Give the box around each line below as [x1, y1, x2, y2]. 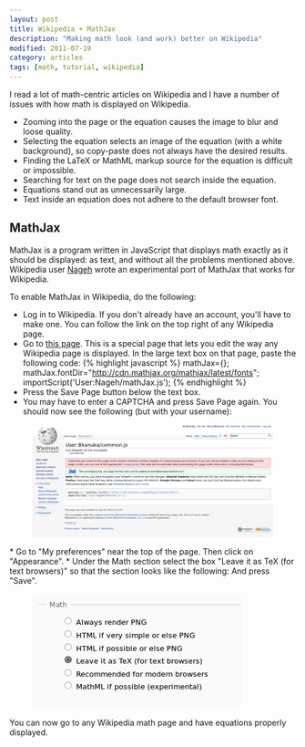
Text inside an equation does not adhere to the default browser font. [22, 194, 280, 204]
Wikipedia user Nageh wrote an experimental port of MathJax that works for [9, 264, 296, 275]
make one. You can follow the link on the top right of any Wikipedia [22, 318, 274, 329]
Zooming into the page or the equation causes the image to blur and [22, 117, 279, 127]
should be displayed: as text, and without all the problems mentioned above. [9, 254, 296, 265]
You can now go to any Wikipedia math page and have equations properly [9, 717, 287, 728]
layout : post [9, 15, 59, 24]
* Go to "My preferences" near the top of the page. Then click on [9, 545, 254, 556]
